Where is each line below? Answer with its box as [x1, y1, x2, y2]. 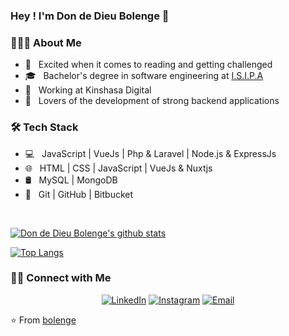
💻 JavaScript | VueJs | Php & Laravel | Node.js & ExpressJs [24, 147, 277, 159]
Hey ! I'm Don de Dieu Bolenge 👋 [10, 9, 170, 23]
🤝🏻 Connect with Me [10, 271, 112, 285]
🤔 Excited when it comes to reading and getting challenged [24, 59, 273, 71]
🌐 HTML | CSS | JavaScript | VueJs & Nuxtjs [24, 162, 213, 174]
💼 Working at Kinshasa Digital [24, 84, 152, 96]
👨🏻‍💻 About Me [10, 35, 82, 49]
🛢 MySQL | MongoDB [24, 174, 118, 186]
